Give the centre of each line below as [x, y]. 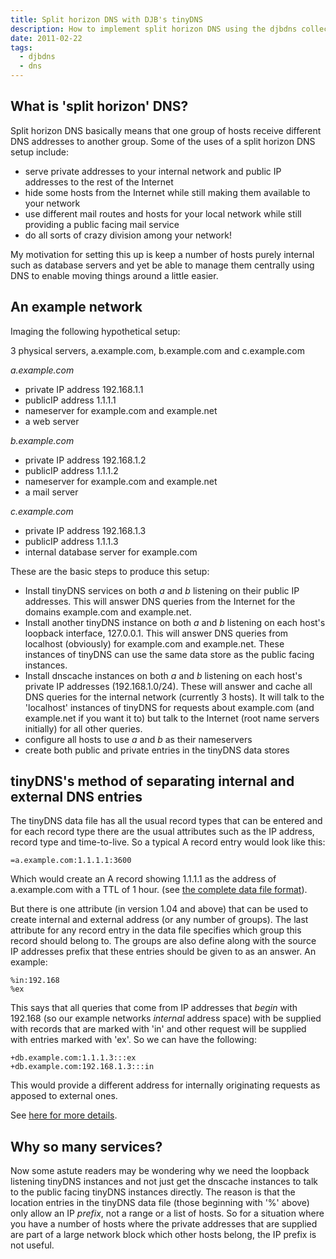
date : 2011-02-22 [46, 38]
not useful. [32, 1245]
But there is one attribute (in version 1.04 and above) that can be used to [159, 909]
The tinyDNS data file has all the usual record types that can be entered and [166, 821]
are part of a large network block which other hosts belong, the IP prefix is [163, 1235]
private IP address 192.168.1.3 [85, 530]
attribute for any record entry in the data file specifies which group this [156, 930]
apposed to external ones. [64, 1096]
